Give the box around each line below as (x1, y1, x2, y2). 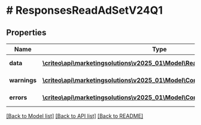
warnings (9, 76, 37, 84)
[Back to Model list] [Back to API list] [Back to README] (6, 112, 144, 120)
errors (9, 93, 28, 102)
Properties (6, 28, 47, 38)
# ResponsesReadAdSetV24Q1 (6, 4, 163, 17)
